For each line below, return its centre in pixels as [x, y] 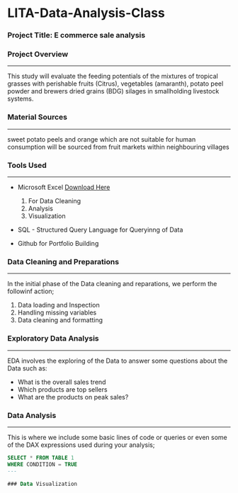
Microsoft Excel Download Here [64, 187]
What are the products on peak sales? [73, 397]
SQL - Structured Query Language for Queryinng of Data [100, 229]
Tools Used [27, 165]
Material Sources [38, 117]
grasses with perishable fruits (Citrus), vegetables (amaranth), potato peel [115, 84]
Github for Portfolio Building [58, 243]
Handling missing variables [57, 312]
